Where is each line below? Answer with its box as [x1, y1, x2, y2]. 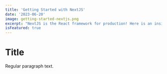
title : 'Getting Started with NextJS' [5, 7, 85, 12]
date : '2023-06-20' [5, 12, 46, 17]
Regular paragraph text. [5, 63, 54, 69]
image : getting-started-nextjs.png [5, 16, 79, 21]
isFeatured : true [5, 26, 41, 31]
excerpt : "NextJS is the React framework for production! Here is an [5, 21, 153, 26]
